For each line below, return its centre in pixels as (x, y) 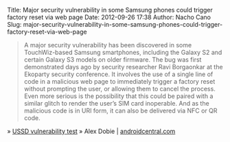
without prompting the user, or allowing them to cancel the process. (120, 89)
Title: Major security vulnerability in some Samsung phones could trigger (110, 10)
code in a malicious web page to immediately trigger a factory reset (119, 81)
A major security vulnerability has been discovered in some (108, 45)
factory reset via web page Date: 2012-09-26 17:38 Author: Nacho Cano (109, 17)
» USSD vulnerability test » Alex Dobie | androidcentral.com (91, 131)
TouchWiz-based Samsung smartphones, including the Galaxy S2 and (123, 52)
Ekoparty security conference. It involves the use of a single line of (118, 74)
